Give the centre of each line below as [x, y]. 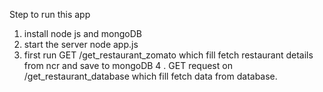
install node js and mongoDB [82, 33]
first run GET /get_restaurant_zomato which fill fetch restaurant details [168, 55]
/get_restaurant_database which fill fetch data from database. [150, 76]
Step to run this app [50, 14]
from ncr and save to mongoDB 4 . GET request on [128, 65]
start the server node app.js [81, 44]
